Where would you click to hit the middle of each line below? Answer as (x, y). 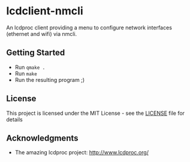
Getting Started (36, 53)
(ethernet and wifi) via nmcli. (42, 33)
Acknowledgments (43, 138)
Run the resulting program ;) (50, 80)
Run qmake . (30, 67)
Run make (26, 74)
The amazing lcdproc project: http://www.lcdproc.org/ (82, 152)
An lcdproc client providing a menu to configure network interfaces (89, 27)
